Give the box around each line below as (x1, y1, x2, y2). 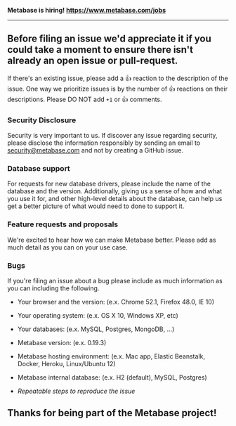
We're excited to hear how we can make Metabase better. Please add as (7, 235, 216, 244)
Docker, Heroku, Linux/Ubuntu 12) (17, 360, 116, 368)
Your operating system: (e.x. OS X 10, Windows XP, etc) (17, 311, 179, 319)
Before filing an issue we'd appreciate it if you (7, 33, 212, 45)
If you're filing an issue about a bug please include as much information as (7, 277, 223, 285)
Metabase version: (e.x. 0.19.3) (17, 339, 107, 347)
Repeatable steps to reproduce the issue (17, 387, 136, 395)
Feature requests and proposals (7, 219, 118, 229)
